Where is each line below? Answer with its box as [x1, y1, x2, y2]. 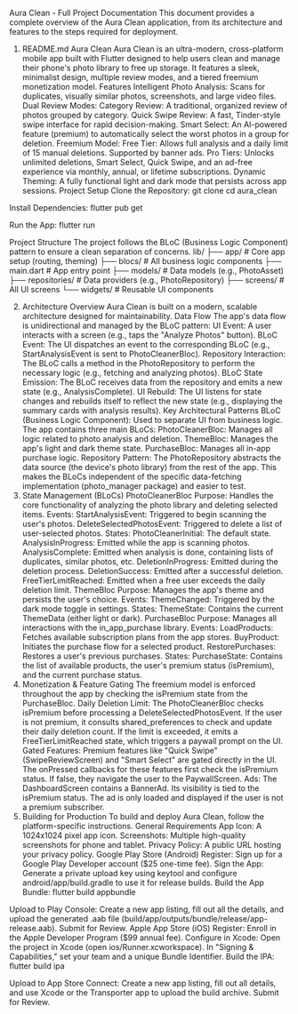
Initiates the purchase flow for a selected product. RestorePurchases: [21, 642, 277, 651]
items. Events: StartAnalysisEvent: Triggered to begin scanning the [21, 509, 267, 519]
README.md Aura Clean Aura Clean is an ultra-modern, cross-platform [21, 44, 284, 54]
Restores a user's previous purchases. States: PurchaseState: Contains [21, 651, 283, 661]
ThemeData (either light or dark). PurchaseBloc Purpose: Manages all [21, 613, 278, 623]
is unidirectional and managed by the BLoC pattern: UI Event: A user [21, 320, 272, 331]
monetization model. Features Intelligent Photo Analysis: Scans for [21, 82, 266, 92]
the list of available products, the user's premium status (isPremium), [21, 660, 275, 670]
